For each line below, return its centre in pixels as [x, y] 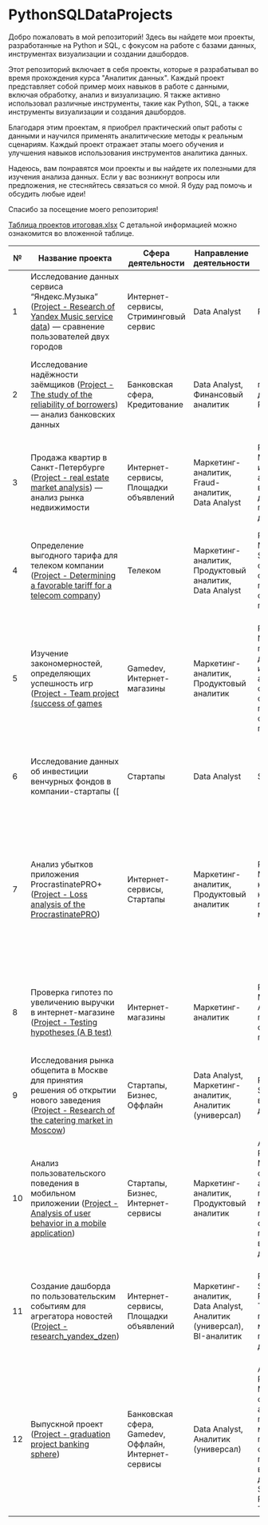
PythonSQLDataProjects [91, 15]
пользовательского [68, 1173]
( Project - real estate [70, 477]
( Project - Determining [73, 575]
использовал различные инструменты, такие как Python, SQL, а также [129, 103]
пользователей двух [70, 336]
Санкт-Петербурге [68, 467]
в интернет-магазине [73, 1012]
